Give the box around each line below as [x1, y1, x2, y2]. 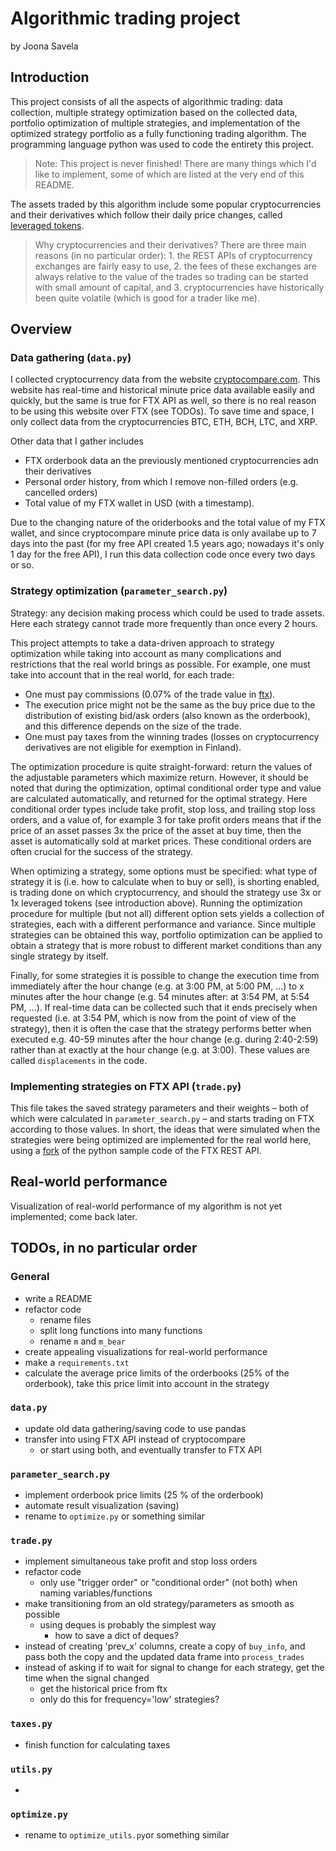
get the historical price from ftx [39, 1683, 168, 1695]
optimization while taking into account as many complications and [10, 647, 282, 659]
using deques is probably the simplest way [39, 1619, 217, 1631]
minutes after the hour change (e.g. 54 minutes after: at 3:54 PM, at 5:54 [10, 990, 310, 1002]
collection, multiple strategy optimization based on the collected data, [10, 106, 298, 118]
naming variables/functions [39, 1587, 153, 1599]
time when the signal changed [24, 1672, 150, 1684]
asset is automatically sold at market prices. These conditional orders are [10, 835, 312, 847]
